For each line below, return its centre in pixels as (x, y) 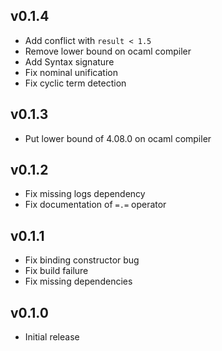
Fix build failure (56, 271)
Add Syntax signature (69, 61)
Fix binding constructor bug (82, 260)
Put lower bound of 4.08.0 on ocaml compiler (118, 138)
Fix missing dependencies (78, 281)
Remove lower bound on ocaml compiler (108, 51)
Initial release (52, 337)
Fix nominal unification (71, 72)
